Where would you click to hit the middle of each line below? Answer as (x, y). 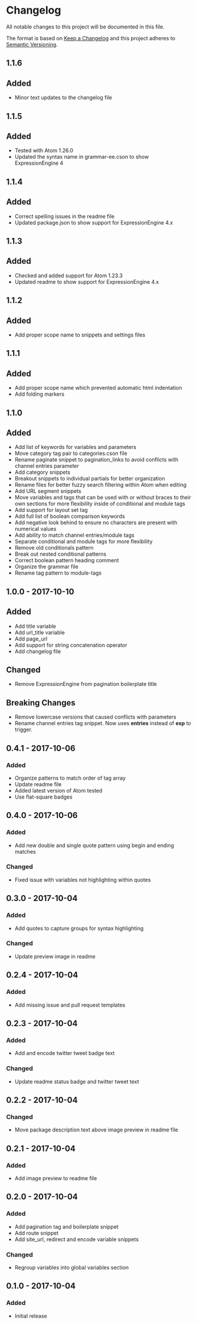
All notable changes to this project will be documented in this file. (86, 27)
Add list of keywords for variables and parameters (75, 447)
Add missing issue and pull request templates (70, 1005)
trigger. (23, 730)
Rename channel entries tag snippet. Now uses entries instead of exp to (103, 723)
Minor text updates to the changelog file (63, 98)
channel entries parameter (47, 466)
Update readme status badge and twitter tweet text (77, 1081)
